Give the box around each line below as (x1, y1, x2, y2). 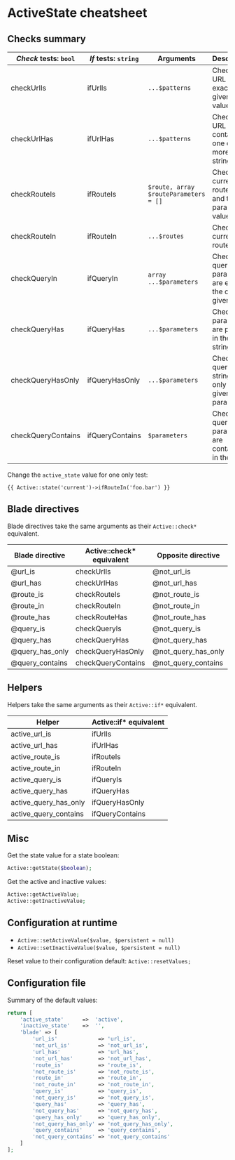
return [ (7, 1009, 33, 1016)
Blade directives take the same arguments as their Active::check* (7, 522, 197, 530)
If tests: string (90, 54, 139, 63)
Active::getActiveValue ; (7, 891, 80, 898)
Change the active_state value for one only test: (7, 470, 148, 479)
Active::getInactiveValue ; (7, 897, 86, 905)
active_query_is (10, 775, 62, 784)
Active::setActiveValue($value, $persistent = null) (17, 937, 175, 944)
